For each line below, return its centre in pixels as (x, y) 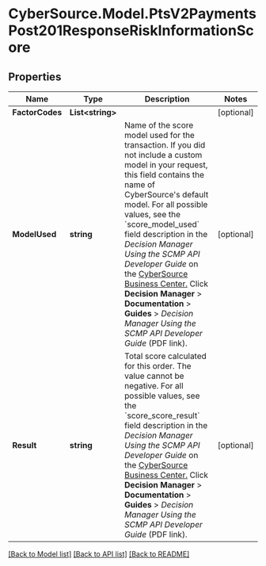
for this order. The (158, 366)
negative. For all (154, 386)
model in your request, (166, 165)
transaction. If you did (165, 145)
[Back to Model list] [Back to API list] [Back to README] (99, 554)
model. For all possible (166, 205)
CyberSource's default (166, 195)
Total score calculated (165, 356)
